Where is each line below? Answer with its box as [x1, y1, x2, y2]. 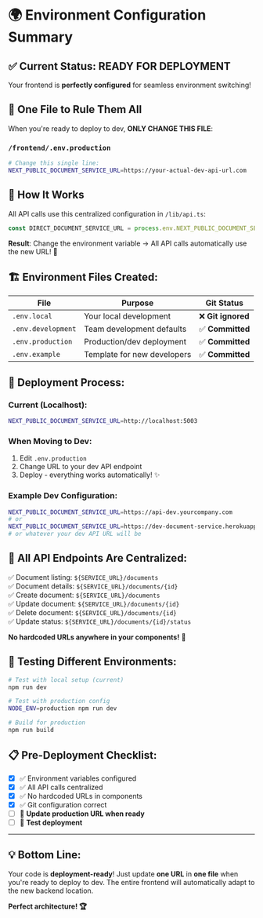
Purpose [121, 297, 154, 308]
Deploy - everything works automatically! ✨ [19, 470, 160, 479]
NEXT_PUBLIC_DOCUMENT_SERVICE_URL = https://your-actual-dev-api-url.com [8, 166, 247, 174]
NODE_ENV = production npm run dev [8, 705, 117, 712]
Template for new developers [83, 349, 192, 360]
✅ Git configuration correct [19, 800, 107, 809]
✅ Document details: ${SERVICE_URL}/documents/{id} [8, 581, 178, 591]
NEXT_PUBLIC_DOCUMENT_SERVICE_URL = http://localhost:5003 [8, 417, 198, 425]
